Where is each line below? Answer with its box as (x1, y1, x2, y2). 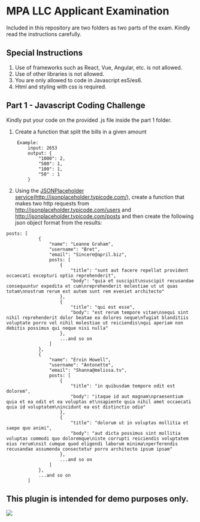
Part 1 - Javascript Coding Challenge (6, 100, 146, 111)
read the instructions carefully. (6, 30, 82, 37)
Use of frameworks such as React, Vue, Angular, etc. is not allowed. (14, 64, 183, 71)
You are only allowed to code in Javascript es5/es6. (14, 76, 143, 83)
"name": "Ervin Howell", (49, 356, 111, 363)
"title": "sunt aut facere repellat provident (70, 267, 189, 273)
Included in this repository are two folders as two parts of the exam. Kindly (6, 24, 190, 31)
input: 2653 (28, 145, 58, 151)
